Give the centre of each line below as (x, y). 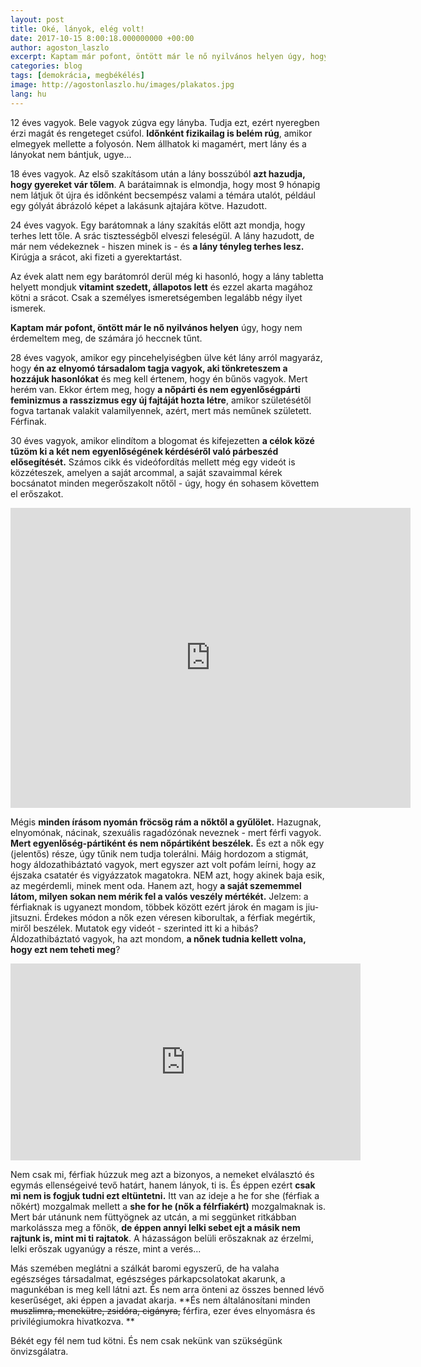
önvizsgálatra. (39, 1351)
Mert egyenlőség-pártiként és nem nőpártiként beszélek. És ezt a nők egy (167, 843)
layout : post (37, 19)
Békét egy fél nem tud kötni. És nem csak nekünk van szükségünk (146, 1340)
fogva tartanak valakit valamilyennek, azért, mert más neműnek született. (161, 410)
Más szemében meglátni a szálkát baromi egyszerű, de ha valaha (145, 1268)
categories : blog (46, 66)
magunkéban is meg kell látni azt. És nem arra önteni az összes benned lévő (167, 1289)
